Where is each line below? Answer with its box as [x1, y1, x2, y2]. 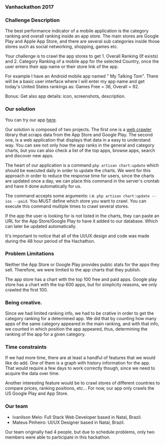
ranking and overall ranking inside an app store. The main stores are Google [5, 33, 159, 39]
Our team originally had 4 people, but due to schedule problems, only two [5, 429, 155, 435]
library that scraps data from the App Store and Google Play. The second [5, 132, 153, 138]
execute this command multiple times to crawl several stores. [5, 203, 130, 209]
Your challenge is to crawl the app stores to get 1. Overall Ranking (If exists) [5, 53, 159, 59]
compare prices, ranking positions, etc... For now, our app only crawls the [5, 385, 155, 391]
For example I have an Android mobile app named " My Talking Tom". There [5, 73, 159, 79]
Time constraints [5, 344, 47, 351]
